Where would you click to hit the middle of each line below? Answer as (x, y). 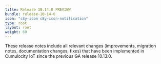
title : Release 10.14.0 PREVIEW (38, 9)
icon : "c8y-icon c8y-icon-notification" (47, 18)
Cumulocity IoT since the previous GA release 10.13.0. (59, 56)
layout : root (18, 28)
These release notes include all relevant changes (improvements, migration (80, 46)
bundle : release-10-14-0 (30, 14)
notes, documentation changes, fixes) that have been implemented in (75, 51)
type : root (16, 23)
